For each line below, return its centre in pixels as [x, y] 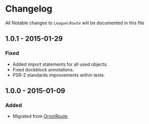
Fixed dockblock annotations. [43, 69]
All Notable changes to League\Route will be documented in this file [75, 23]
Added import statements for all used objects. [60, 64]
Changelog [29, 9]
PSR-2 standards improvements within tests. [59, 75]
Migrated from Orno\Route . [41, 116]
